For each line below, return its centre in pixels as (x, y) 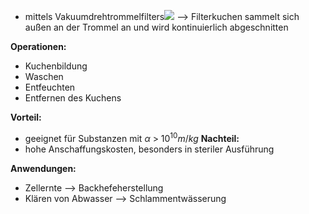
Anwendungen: (43, 168)
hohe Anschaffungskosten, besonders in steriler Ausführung (149, 149)
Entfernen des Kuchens (73, 98)
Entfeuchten (50, 87)
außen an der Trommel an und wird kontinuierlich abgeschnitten (156, 27)
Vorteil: (26, 117)
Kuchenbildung (56, 66)
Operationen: (38, 46)
